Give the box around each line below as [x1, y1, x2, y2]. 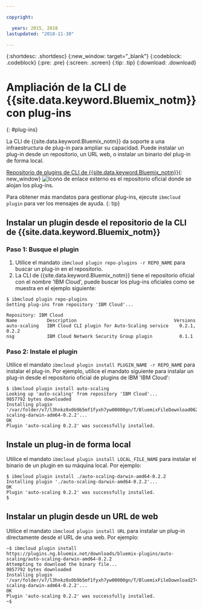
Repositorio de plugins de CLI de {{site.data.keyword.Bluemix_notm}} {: [6, 169, 182, 176]
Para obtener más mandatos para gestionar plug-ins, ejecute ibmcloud [6, 193, 181, 201]
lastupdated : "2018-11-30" [6, 31, 74, 37]
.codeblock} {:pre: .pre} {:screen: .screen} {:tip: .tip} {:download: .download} [6, 59, 196, 67]
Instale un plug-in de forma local [6, 439, 131, 449]
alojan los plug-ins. [6, 182, 54, 189]
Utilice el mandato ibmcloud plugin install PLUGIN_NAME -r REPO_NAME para [6, 361, 195, 368]
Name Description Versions [6, 317, 196, 323]
